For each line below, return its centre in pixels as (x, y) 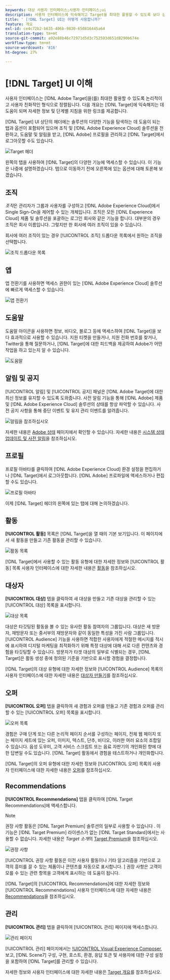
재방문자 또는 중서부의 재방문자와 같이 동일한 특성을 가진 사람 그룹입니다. (83, 633)
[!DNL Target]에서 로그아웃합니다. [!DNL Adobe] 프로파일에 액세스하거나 (83, 475)
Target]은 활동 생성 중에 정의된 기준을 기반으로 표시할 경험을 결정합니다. (76, 658)
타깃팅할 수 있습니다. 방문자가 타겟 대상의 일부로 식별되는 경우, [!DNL (82, 652)
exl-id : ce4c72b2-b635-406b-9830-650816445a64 (55, 29)
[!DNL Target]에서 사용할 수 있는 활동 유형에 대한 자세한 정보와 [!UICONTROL (82, 562)
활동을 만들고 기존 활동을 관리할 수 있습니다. (59, 540)
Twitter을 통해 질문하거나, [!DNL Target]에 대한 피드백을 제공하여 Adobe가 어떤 (84, 344)
